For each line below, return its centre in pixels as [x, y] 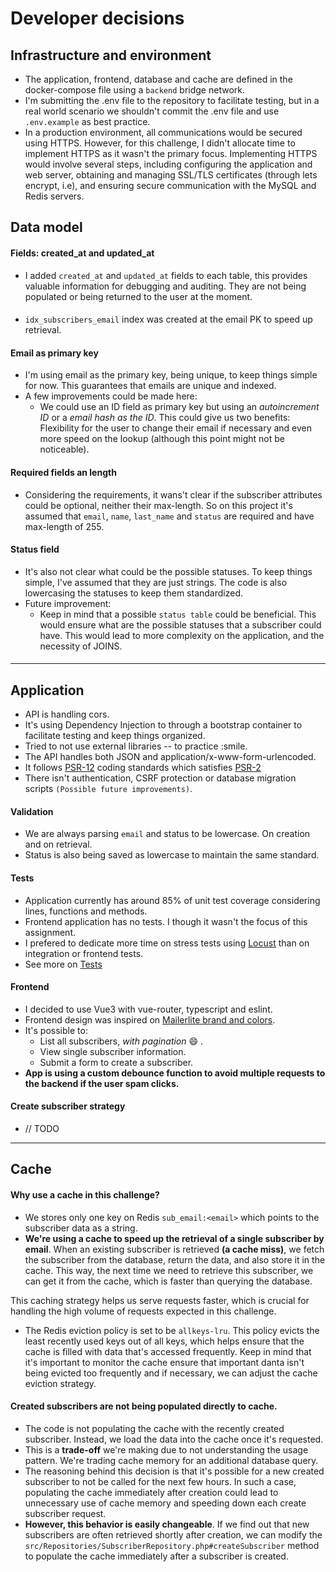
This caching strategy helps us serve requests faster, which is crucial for [160, 1300]
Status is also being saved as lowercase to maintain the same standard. [172, 855]
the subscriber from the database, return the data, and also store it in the [175, 1259]
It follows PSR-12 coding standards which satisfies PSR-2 [143, 768]
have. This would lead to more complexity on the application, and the [182, 635]
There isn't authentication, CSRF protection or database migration [160, 778]
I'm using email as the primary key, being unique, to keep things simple [171, 375]
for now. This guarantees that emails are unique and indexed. [150, 386]
